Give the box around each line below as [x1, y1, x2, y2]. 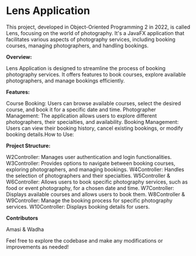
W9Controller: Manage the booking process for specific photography [6, 197, 173, 204]
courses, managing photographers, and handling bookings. [6, 42, 149, 49]
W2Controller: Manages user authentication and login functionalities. [6, 153, 172, 160]
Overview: [6, 53, 32, 60]
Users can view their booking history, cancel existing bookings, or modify [6, 124, 183, 132]
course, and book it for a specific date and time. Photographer [6, 106, 156, 113]
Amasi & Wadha [6, 226, 44, 233]
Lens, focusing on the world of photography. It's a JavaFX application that [6, 29, 185, 36]
